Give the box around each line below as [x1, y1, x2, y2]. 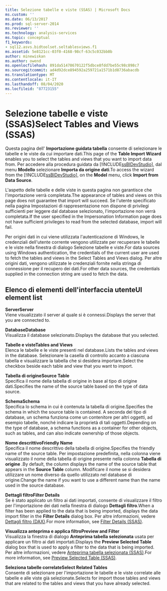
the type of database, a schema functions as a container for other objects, [5, 425, 158, 431]
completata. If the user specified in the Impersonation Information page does [5, 213, 162, 220]
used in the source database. [5, 483, 65, 489]
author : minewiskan [5, 53, 46, 59]
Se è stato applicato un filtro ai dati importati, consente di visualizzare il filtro [5, 498, 162, 504]
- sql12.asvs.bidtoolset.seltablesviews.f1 [5, 44, 97, 49]
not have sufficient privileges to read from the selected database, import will [5, 219, 162, 225]
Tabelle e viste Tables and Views [5, 342, 73, 348]
